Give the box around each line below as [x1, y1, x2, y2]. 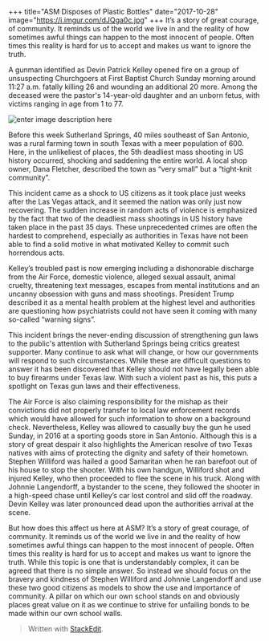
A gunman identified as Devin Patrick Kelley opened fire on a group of [8, 65, 239, 75]
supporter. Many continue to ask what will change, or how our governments [8, 347, 259, 356]
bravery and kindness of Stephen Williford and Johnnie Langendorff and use [8, 574, 262, 584]
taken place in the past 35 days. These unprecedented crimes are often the [8, 222, 258, 232]
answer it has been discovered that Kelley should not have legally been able [8, 364, 259, 374]
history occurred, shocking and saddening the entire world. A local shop [8, 156, 247, 165]
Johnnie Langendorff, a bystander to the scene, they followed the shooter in [8, 482, 260, 492]
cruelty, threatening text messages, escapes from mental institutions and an [8, 281, 259, 290]
